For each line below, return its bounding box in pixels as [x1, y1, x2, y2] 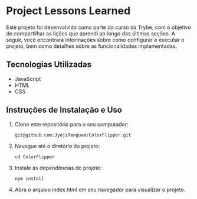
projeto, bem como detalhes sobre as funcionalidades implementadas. [6, 43, 178, 50]
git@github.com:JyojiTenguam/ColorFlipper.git [14, 132, 132, 138]
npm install [14, 175, 44, 181]
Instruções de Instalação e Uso [6, 105, 122, 115]
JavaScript [14, 75, 41, 82]
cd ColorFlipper [14, 154, 55, 160]
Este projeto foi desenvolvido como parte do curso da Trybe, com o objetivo [6, 24, 192, 31]
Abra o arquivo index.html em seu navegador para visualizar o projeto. [14, 186, 186, 193]
